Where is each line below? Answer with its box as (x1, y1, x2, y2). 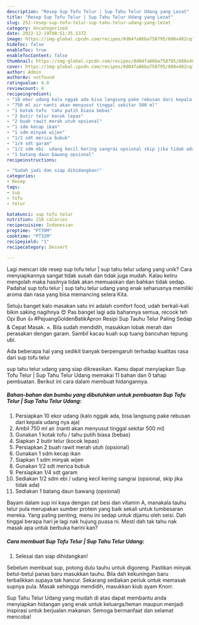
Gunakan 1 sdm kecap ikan (15, 450, 81, 457)
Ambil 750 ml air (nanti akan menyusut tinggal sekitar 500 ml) (15, 425, 165, 432)
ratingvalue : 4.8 (6, 80, 50, 86)
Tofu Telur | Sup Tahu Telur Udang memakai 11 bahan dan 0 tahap (6, 372, 167, 379)
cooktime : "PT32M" (6, 233, 52, 239)
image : (6, 36, 23, 42)
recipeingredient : (6, 91, 52, 97)
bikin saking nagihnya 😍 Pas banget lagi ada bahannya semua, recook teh (6, 308, 188, 315)
